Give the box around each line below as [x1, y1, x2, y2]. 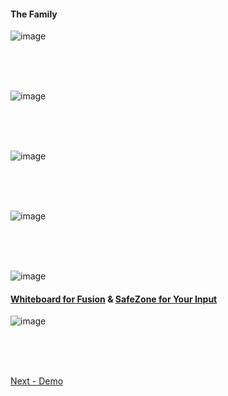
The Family [10, 8, 58, 20]
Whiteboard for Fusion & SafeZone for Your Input [10, 293, 218, 305]
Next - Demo [10, 375, 64, 387]
